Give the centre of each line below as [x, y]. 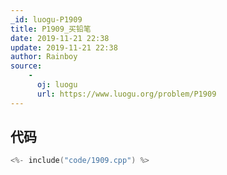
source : [26, 66]
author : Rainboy [44, 57]
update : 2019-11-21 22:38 [64, 47]
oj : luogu [57, 85]
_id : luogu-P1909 [46, 19]
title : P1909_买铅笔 [51, 29]
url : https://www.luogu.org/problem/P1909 [126, 94]
